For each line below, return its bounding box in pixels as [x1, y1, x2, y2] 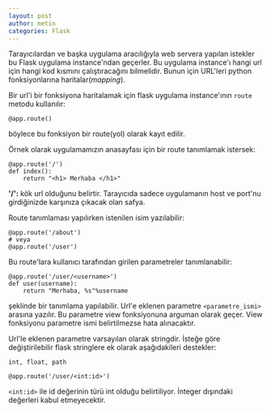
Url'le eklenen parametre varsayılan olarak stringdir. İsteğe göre [8, 334, 221, 344]
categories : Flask [8, 27, 70, 35]
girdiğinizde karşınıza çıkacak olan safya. [8, 198, 146, 207]
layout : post [8, 11, 53, 20]
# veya [8, 236, 31, 244]
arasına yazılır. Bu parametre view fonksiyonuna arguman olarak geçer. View [8, 309, 263, 320]
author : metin [8, 19, 57, 28]
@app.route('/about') [8, 228, 82, 237]
